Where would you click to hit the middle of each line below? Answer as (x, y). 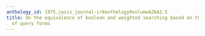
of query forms (31, 23)
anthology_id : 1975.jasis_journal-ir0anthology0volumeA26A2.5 (87, 12)
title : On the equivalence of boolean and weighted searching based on (99, 18)
